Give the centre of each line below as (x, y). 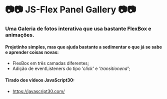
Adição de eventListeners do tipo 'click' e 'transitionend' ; (71, 68)
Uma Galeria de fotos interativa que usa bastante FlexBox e (78, 29)
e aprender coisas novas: (32, 52)
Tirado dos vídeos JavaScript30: (40, 80)
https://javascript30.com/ (38, 91)
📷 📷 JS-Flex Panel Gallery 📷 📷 (71, 10)
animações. (20, 35)
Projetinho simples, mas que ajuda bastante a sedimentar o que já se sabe (84, 47)
